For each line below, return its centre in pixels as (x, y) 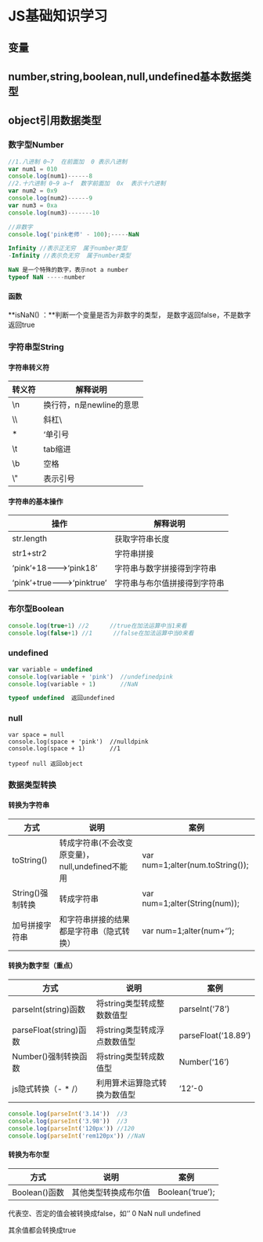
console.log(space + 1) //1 (65, 748)
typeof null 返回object (46, 764)
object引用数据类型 (55, 121)
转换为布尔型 (29, 1154)
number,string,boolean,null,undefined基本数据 (124, 77)
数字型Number (36, 145)
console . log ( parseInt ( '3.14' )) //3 (68, 1114)
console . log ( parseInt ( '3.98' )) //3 (68, 1121)
